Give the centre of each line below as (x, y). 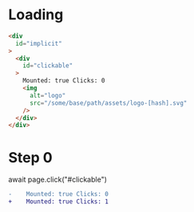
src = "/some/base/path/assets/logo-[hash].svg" (108, 103)
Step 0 (31, 157)
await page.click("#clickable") (58, 180)
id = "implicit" (39, 43)
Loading (36, 15)
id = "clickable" (48, 66)
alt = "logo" (48, 95)
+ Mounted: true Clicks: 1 (59, 202)
